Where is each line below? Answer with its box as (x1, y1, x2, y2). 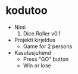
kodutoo (5, 4, 48, 17)
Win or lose (23, 61, 51, 69)
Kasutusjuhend (14, 49, 51, 56)
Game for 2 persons (23, 43, 73, 50)
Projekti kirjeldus (14, 36, 56, 43)
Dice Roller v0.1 (23, 29, 61, 37)
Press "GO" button (23, 55, 69, 63)
